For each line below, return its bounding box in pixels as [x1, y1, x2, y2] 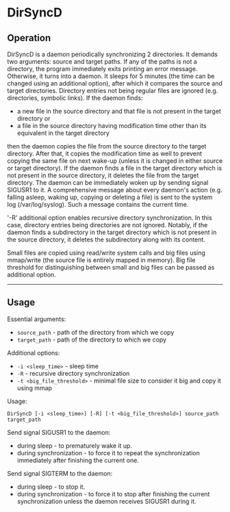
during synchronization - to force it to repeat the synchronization [16, 448, 200, 457]
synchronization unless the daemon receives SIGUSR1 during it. [16, 497, 196, 505]
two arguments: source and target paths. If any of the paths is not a [7, 57, 197, 66]
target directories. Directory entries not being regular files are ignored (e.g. [7, 87, 218, 94]
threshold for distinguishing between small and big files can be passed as [7, 264, 215, 271]
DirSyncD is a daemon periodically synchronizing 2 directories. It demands [7, 50, 218, 58]
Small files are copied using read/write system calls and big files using [7, 248, 205, 257]
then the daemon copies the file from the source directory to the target [7, 142, 207, 150]
